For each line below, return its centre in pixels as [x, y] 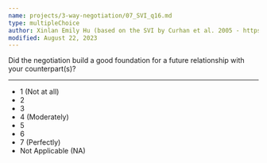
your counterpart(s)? [42, 69]
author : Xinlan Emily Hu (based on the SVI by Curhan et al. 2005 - [124, 30]
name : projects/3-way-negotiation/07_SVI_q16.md [90, 16]
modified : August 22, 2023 [53, 38]
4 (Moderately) [44, 117]
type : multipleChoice [44, 23]
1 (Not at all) [39, 91]
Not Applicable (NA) [52, 151]
